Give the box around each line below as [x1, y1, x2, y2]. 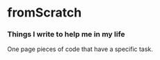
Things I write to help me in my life [7, 30, 125, 39]
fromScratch [7, 5, 82, 21]
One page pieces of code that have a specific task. [7, 45, 153, 53]
